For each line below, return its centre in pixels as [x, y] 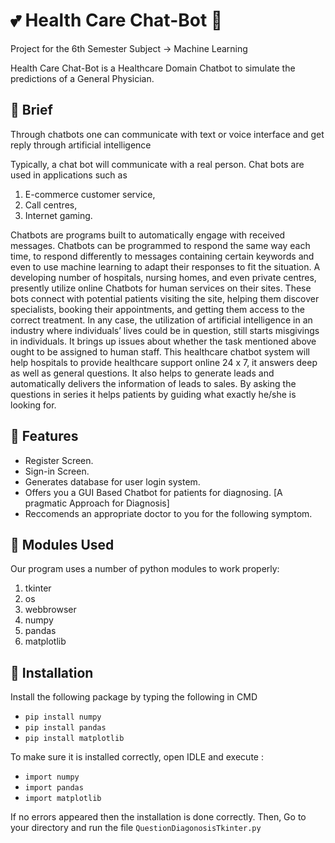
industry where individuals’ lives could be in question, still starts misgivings [165, 330]
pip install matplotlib [74, 739]
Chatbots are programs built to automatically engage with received [148, 235]
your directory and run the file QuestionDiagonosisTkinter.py [136, 828]
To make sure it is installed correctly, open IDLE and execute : [137, 757]
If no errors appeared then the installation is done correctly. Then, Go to [158, 817]
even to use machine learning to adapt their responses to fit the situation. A [165, 266]
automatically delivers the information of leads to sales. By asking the [153, 383]
